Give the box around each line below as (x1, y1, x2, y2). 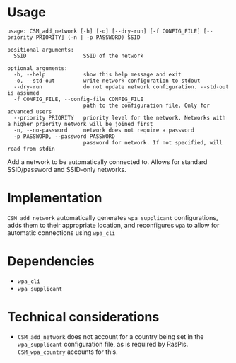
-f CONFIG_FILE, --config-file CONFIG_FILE (13, 96, 143, 103)
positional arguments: (7, 46, 74, 53)
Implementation (7, 190, 102, 206)
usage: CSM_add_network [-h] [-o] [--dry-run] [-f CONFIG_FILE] (7, 28, 201, 35)
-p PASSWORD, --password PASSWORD (13, 132, 115, 140)
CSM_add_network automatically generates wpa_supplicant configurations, (7, 213, 218, 221)
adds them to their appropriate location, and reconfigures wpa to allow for (7, 221, 220, 229)
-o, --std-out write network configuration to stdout (13, 77, 201, 84)
